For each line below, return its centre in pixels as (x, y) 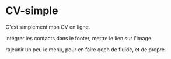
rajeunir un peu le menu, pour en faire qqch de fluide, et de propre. (86, 49)
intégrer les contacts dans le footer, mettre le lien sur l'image (78, 38)
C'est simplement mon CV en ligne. (48, 27)
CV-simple (32, 11)
